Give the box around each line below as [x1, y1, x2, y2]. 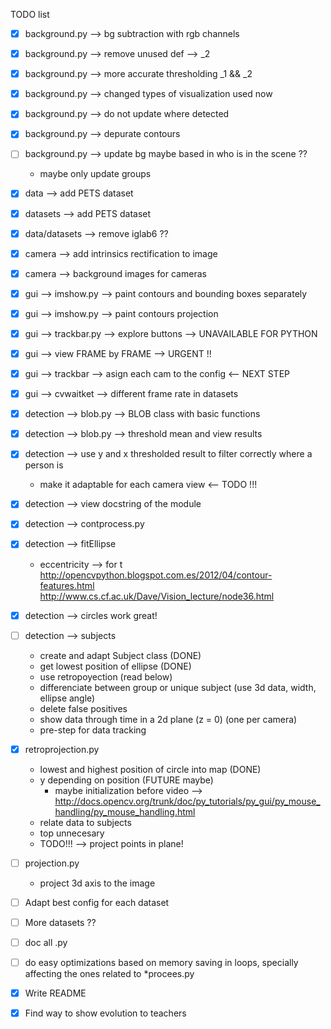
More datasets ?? [24, 916, 97, 928]
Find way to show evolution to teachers [24, 1007, 187, 1019]
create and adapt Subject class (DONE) [39, 649, 202, 661]
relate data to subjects [39, 816, 132, 828]
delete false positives [39, 702, 128, 714]
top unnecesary [39, 827, 105, 839]
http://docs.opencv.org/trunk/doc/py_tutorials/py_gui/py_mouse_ [54, 795, 321, 807]
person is [24, 459, 64, 471]
